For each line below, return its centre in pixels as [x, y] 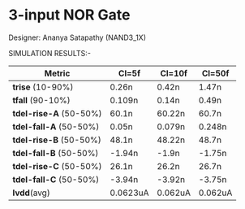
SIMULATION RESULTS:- [50, 53]
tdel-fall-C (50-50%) [56, 179]
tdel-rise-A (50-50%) [58, 113]
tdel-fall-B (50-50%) [56, 153]
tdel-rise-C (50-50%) [57, 166]
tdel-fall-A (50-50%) [56, 126]
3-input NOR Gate [70, 15]
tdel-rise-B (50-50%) [57, 140]
